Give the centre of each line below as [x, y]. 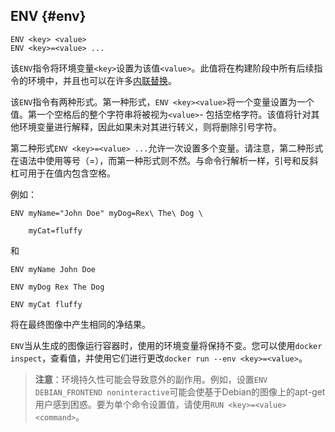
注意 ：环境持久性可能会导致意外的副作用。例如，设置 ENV [151, 379]
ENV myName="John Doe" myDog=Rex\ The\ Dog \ [106, 213]
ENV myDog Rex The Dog [57, 287]
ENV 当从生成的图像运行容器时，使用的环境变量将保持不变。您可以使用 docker [166, 345]
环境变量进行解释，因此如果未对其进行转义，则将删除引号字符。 [150, 126]
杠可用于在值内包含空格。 [63, 173]
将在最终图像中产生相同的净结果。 [80, 324]
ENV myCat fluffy [46, 304]
